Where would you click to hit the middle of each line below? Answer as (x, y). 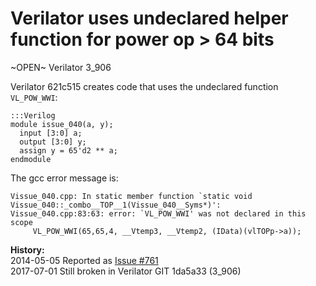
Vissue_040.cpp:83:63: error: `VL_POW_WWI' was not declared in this (158, 213)
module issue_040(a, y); (62, 124)
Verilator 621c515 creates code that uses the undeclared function (144, 86)
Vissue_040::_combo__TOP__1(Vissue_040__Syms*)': (116, 205)
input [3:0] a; (51, 133)
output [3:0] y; (53, 142)
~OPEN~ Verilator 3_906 (61, 67)
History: (27, 249)
